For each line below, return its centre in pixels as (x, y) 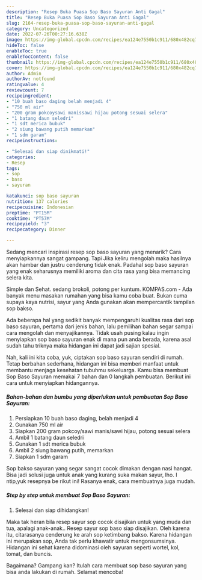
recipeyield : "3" (28, 224)
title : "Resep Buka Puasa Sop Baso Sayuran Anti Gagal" (78, 17)
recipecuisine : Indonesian (40, 207)
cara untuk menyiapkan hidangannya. (53, 383)
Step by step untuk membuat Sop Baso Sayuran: (68, 495)
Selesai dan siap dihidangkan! (52, 510)
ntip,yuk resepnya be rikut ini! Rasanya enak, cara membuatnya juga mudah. (101, 481)
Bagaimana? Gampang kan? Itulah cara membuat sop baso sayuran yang (96, 565)
